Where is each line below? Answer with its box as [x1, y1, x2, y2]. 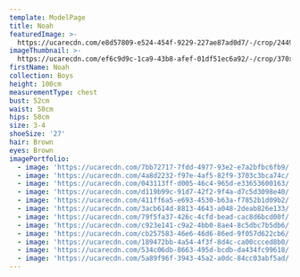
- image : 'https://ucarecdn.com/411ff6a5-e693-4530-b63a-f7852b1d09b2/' [17, 196, 294, 206]
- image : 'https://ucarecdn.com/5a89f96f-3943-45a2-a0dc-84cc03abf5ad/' [17, 254, 294, 264]
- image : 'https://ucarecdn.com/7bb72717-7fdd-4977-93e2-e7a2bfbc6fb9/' [17, 163, 294, 172]
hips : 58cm [9, 113, 50, 122]
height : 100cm [9, 80, 62, 88]
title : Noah [9, 21, 54, 30]
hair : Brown [9, 138, 54, 147]
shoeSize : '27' [9, 130, 66, 138]
